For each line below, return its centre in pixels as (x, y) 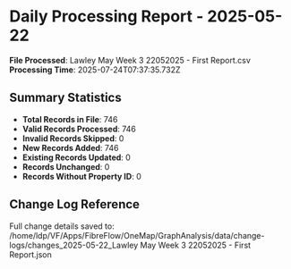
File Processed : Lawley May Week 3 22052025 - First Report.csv (130, 60)
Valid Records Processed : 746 (79, 129)
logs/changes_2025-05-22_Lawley (74, 245)
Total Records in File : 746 (70, 119)
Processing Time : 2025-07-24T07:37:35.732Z (95, 70)
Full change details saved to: (62, 226)
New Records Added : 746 (70, 147)
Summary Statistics (66, 98)
